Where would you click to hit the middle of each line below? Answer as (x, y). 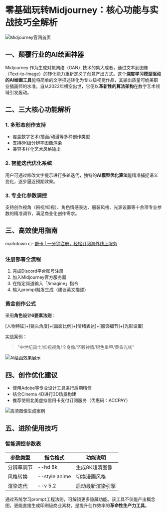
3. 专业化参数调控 (26, 196)
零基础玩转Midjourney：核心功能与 (78, 10)
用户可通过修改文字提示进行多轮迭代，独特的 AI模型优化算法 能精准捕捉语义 (82, 175)
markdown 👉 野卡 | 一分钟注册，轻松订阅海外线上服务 (61, 243)
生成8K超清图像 (94, 467)
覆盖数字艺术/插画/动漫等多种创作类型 (51, 137)
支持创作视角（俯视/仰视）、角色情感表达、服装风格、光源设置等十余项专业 (82, 207)
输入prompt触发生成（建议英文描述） (50, 290)
